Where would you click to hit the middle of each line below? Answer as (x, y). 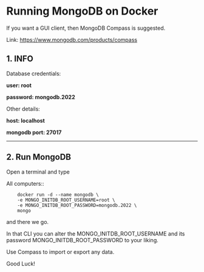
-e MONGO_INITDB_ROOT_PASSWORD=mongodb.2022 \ (77, 205)
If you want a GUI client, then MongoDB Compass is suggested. (86, 28)
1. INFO (20, 59)
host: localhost (26, 120)
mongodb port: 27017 (34, 132)
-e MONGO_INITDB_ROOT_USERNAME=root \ (66, 200)
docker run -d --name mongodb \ (58, 195)
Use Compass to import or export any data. (60, 252)
